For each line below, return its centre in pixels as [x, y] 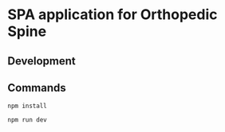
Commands [37, 88]
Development [42, 61]
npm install [27, 106]
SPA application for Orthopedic [112, 15]
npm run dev [27, 120]
